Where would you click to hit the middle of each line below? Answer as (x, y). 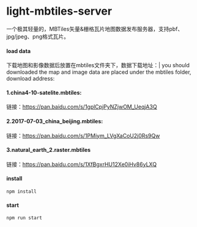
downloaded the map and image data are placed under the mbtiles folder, (99, 72)
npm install (21, 191)
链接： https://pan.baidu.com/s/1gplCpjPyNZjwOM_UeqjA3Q (82, 107)
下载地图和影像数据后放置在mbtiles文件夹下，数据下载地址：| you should (98, 65)
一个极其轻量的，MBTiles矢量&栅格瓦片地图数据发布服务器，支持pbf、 (95, 29)
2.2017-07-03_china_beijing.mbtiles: (55, 121)
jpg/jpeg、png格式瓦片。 (38, 36)
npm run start (24, 218)
